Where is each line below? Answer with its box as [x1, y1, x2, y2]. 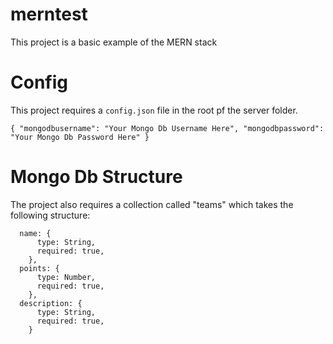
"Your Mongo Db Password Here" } [10, 132, 150, 142]
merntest [10, 3, 88, 26]
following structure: [10, 209, 91, 221]
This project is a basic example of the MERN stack [10, 36, 218, 48]
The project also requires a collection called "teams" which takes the [10, 198, 294, 210]
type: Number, [36, 272, 97, 282]
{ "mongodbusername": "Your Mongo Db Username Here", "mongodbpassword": [10, 123, 325, 133]
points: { [19, 263, 60, 273]
